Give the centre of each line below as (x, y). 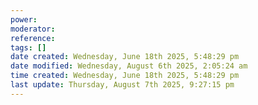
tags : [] (28, 47)
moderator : (33, 29)
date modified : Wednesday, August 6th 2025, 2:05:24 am (129, 66)
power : (24, 19)
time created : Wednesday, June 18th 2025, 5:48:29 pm (125, 76)
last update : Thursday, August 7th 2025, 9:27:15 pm (122, 85)
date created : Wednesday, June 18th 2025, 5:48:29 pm (125, 57)
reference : (33, 38)
